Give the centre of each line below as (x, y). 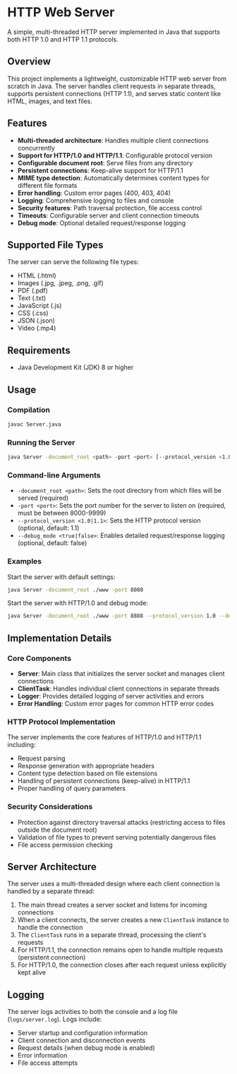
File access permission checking (65, 845)
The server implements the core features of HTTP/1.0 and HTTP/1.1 (104, 737)
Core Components (39, 658)
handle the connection (50, 927)
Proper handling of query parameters (71, 789)
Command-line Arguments (54, 475)
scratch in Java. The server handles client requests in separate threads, (111, 86)
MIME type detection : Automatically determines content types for (113, 178)
